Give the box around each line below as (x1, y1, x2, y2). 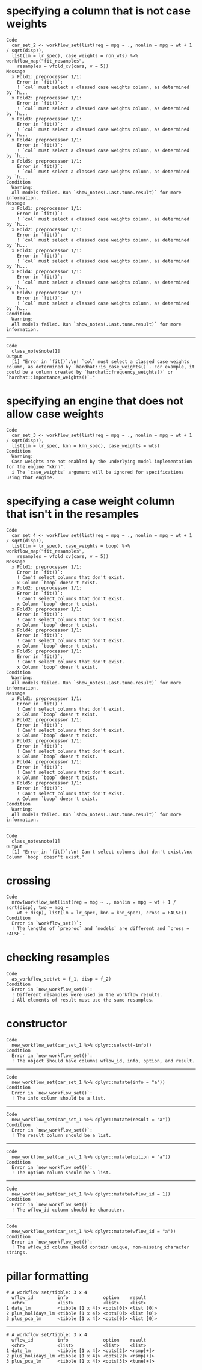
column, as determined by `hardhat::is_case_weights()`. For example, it (6, 364, 195, 370)
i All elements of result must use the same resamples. (11, 997, 155, 1003)
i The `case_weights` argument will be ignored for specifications (11, 469, 185, 475)
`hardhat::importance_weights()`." (6, 374, 96, 380)
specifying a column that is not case (6, 4, 191, 18)
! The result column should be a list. (11, 1132, 112, 1138)
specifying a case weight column (6, 495, 175, 508)
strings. (6, 1249, 28, 1256)
